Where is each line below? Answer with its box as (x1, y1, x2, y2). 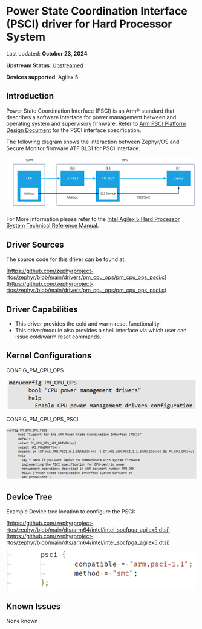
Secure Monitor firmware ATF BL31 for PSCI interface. (6, 144, 141, 152)
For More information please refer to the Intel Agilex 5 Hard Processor (6, 216, 180, 223)
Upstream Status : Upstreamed (6, 62, 83, 69)
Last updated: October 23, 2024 (6, 50, 88, 57)
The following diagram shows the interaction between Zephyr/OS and (6, 138, 180, 145)
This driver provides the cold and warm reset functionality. (15, 320, 161, 328)
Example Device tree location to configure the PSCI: (6, 508, 135, 515)
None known (6, 617, 38, 625)
